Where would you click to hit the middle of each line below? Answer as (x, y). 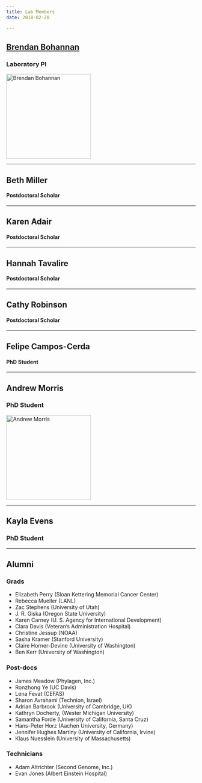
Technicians (25, 754)
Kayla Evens (30, 521)
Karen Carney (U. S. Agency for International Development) (88, 620)
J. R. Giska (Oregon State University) (60, 614)
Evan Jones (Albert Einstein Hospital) (61, 773)
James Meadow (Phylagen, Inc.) (55, 681)
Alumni (20, 564)
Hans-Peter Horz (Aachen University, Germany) (74, 725)
